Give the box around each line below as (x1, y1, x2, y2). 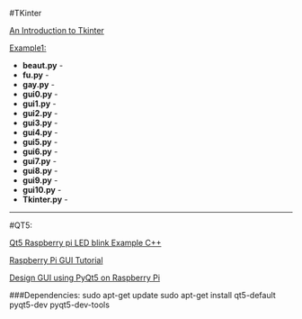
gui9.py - (22, 175, 58, 186)
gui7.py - (22, 156, 57, 166)
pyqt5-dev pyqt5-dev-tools (9, 299, 111, 310)
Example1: (9, 42, 47, 53)
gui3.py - (22, 117, 58, 128)
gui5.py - (22, 137, 58, 147)
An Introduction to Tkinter (9, 25, 105, 35)
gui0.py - (22, 89, 58, 99)
